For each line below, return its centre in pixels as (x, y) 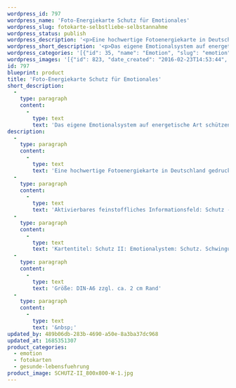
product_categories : (38, 347)
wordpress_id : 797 (34, 14)
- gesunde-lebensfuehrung (52, 367)
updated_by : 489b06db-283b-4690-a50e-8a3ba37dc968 (83, 334)
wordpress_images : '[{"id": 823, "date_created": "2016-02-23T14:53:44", (118, 60)
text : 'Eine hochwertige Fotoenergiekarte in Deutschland (119, 170)
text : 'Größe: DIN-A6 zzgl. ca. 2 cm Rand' (97, 288)
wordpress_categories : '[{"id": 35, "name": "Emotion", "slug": (103, 53)
